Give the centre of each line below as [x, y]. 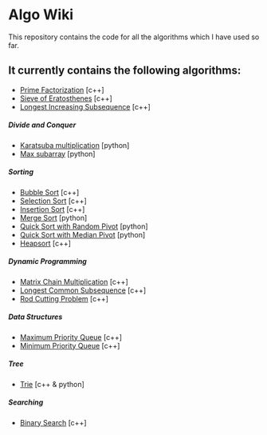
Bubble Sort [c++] [49, 192]
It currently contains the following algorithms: [125, 71]
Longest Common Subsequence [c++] [83, 290]
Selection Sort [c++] [53, 201]
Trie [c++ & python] [52, 384]
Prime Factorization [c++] [62, 90]
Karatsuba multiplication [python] [75, 145]
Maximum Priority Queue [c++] [71, 337]
